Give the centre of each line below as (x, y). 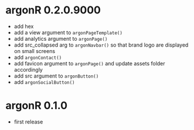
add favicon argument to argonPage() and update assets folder (89, 63)
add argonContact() (38, 57)
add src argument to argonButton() (56, 76)
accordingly (28, 69)
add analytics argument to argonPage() (61, 38)
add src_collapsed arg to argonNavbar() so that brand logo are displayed (101, 45)
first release (28, 122)
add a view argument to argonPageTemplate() (68, 32)
